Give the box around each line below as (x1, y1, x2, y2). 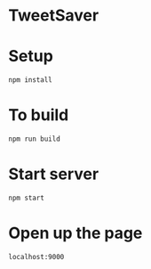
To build (8, 105, 69, 126)
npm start (8, 193, 45, 202)
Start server (8, 164, 99, 184)
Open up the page (8, 224, 143, 243)
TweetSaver (8, 5, 99, 26)
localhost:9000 (8, 252, 65, 261)
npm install (8, 76, 52, 85)
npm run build (8, 134, 61, 143)
